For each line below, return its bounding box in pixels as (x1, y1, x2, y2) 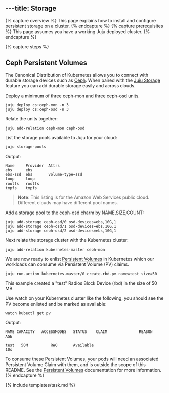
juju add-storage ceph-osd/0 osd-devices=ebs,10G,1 (5, 219, 116, 224)
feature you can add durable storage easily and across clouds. (5, 82, 136, 88)
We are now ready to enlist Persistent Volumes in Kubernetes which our (5, 256, 154, 262)
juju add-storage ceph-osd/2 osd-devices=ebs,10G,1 (5, 228, 116, 233)
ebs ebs (5, 167, 33, 172)
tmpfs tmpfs (5, 185, 37, 190)
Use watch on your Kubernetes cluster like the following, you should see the (5, 295, 164, 301)
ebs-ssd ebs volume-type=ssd (5, 172, 82, 177)
